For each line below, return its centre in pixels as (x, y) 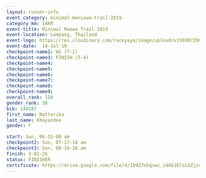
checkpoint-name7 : (30, 80)
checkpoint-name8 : (30, 86)
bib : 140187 (21, 109)
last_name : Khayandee (34, 120)
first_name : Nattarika (35, 114)
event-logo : (21, 40)
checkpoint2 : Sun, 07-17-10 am (46, 143)
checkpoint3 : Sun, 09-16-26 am (46, 148)
